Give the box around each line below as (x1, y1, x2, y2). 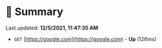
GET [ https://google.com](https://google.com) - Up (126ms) (14, 35, 157, 42)
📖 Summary (5, 5, 63, 19)
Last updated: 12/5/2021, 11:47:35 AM (5, 24, 99, 31)
